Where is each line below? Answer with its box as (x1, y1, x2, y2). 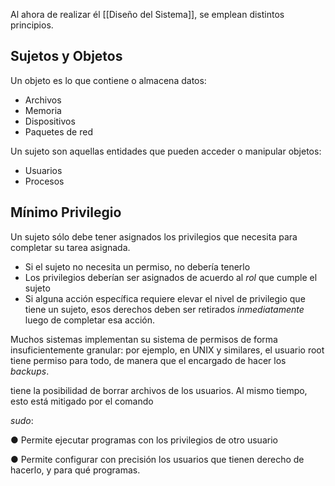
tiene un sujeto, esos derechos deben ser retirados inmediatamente (24, 303, 305, 315)
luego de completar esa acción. (24, 314, 156, 326)
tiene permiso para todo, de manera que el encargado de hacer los (10, 354, 287, 366)
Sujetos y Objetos (10, 48, 123, 65)
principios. (10, 19, 54, 31)
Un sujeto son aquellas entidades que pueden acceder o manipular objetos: (10, 145, 322, 157)
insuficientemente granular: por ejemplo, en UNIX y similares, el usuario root (10, 344, 325, 356)
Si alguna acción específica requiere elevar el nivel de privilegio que (24, 292, 306, 304)
